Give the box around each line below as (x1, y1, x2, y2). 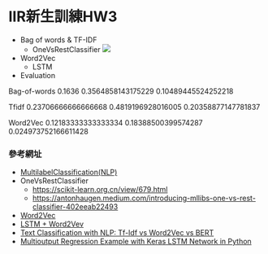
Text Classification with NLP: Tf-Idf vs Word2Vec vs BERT (19, 228, 214, 238)
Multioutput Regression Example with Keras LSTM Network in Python (19, 237, 252, 247)
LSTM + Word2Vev (19, 219, 84, 229)
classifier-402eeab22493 (32, 202, 119, 212)
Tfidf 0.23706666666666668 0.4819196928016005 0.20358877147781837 (8, 102, 261, 112)
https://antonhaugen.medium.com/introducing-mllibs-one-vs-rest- (32, 193, 256, 204)
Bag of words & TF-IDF (19, 34, 97, 45)
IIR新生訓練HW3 (8, 7, 118, 26)
